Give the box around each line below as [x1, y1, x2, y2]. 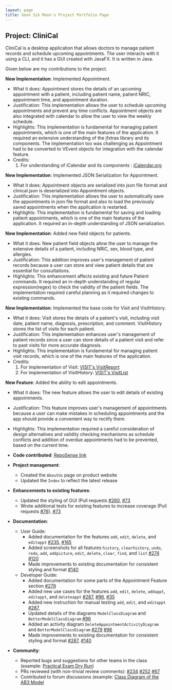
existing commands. [12, 295, 55, 301]
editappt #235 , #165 [28, 539, 72, 546]
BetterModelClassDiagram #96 [28, 615, 91, 622]
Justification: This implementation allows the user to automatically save [12, 193, 164, 199]
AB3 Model [20, 679, 45, 685]
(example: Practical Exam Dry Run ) [20, 663, 94, 669]
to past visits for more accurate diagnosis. [12, 342, 102, 349]
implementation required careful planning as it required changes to [12, 289, 154, 296]
